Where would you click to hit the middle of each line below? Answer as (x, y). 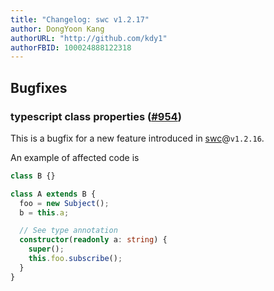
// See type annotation (68, 231)
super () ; (46, 249)
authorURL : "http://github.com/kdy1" (89, 38)
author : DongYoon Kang (57, 29)
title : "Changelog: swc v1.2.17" (80, 19)
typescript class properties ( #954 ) (96, 116)
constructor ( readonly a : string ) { (93, 240)
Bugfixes (39, 87)
